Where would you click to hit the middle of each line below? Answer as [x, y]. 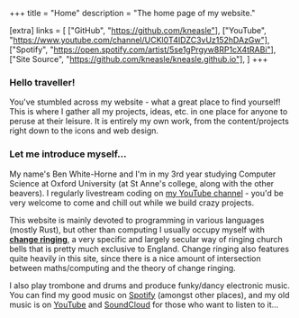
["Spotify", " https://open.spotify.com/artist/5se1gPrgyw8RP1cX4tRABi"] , [143, 50]
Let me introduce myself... [68, 154]
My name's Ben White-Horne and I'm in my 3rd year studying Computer [143, 174]
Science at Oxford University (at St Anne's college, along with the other [142, 183]
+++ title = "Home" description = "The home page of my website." [132, 13]
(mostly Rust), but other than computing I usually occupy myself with [137, 230]
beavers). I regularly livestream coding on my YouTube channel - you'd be [146, 193]
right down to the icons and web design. [84, 131]
